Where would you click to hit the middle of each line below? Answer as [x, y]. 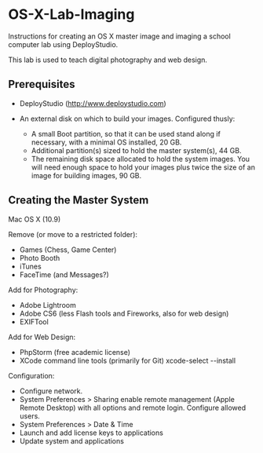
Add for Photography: [43, 290]
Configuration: [31, 375]
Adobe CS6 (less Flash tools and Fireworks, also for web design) [124, 313]
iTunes [30, 266]
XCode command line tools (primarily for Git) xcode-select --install [128, 360]
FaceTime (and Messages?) [64, 274]
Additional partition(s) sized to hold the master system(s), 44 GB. [136, 150]
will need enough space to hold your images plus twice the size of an [143, 167]
